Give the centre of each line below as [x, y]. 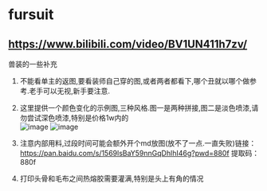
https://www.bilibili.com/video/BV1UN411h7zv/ [128, 44]
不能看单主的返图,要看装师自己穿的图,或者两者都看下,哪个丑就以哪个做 [134, 81]
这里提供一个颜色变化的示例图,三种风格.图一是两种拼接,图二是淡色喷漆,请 [139, 108]
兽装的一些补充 [33, 64]
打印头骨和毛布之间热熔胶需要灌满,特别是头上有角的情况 [112, 178]
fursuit [31, 15]
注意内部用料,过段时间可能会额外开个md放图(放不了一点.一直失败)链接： [138, 143]
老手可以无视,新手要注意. [69, 91]
